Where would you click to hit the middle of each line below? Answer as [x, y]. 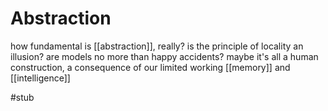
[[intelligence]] [40, 78]
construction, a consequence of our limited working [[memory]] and [150, 67]
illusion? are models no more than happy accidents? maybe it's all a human [164, 56]
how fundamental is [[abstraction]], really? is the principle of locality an [157, 46]
